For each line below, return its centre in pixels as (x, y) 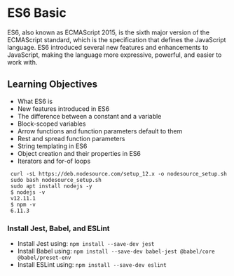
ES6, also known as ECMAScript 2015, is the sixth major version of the (109, 32)
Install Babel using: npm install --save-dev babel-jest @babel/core (116, 251)
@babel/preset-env (44, 258)
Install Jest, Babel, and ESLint (58, 228)
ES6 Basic (37, 13)
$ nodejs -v (28, 192)
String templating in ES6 (52, 146)
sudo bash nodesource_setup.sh (56, 180)
